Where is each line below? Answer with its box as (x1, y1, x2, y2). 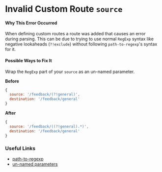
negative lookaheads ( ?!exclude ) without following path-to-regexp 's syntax (5, 41, 158, 47)
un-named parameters (12, 161, 58, 167)
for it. (5, 47, 16, 52)
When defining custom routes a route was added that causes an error (5, 31, 146, 37)
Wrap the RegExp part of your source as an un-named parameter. (5, 69, 135, 74)
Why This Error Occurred (5, 20, 57, 25)
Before (5, 78, 20, 84)
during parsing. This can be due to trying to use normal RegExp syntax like (5, 36, 154, 42)
